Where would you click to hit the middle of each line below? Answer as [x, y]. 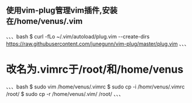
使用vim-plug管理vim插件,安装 [62, 10]
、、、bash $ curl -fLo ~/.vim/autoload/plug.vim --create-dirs [78, 36]
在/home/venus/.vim [44, 21]
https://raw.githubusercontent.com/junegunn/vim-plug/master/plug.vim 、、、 [98, 44]
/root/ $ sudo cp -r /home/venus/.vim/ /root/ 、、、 [65, 94]
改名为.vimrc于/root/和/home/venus [95, 69]
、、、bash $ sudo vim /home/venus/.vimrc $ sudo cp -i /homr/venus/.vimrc [95, 87]
